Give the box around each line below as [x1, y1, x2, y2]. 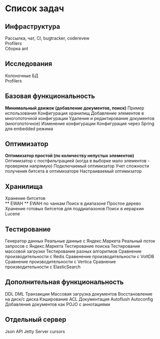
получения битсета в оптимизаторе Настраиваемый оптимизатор [5, 168, 142, 174]
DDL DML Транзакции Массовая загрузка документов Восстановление [5, 291, 153, 297]
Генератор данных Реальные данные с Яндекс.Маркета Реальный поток [5, 238, 156, 244]
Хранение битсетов [5, 196, 46, 201]
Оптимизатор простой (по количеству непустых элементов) [5, 153, 134, 159]
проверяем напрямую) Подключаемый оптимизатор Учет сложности [5, 163, 149, 169]
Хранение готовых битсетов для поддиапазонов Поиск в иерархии [5, 206, 144, 212]
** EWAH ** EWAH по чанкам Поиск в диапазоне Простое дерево [5, 200, 142, 206]
